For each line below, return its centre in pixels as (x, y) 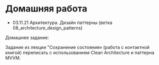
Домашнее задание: (27, 37)
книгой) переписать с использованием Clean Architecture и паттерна (80, 52)
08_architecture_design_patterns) (47, 27)
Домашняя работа (46, 9)
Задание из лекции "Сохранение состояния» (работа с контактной (77, 47)
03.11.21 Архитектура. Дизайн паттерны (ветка (62, 22)
